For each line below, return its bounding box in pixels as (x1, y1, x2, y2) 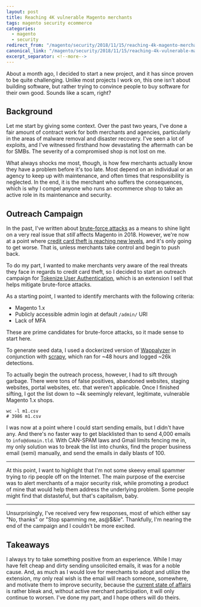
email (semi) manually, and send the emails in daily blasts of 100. (6, 450, 166, 457)
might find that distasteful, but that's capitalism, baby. (6, 492, 139, 500)
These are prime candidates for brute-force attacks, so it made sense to (6, 328, 184, 336)
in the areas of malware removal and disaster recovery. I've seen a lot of (6, 135, 184, 142)
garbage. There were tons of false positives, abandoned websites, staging (6, 378, 190, 385)
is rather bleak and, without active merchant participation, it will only (6, 588, 175, 595)
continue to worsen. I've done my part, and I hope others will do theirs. (6, 594, 181, 601)
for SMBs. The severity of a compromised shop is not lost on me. (6, 148, 166, 155)
